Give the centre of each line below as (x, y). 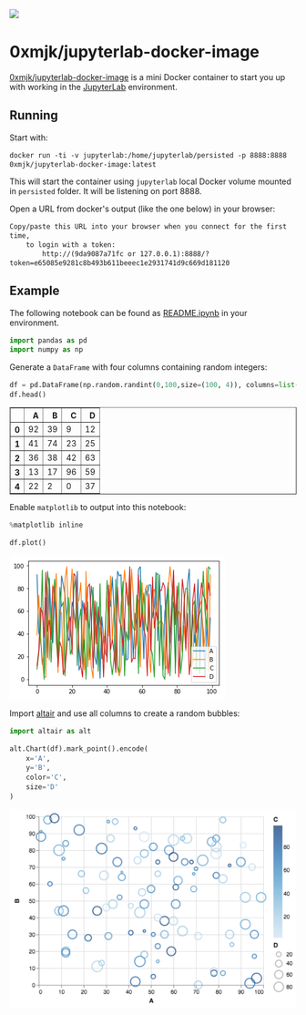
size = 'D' (42, 787)
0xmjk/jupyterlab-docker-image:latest (83, 164)
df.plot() (28, 542)
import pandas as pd (49, 340)
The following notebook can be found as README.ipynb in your (128, 313)
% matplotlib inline (46, 525)
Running (34, 115)
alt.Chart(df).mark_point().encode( (79, 748)
